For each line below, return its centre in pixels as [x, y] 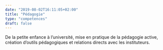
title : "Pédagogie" [25, 14]
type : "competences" [26, 19]
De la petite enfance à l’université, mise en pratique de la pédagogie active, [81, 37]
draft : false [19, 23]
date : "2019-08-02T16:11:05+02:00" [42, 10]
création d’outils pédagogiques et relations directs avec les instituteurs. [78, 43]
